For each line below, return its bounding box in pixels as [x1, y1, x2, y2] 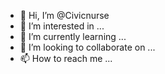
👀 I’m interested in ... [19, 20, 105, 32]
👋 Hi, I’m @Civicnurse [19, 10, 110, 21]
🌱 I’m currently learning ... [19, 31, 127, 42]
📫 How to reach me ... [19, 53, 113, 64]
